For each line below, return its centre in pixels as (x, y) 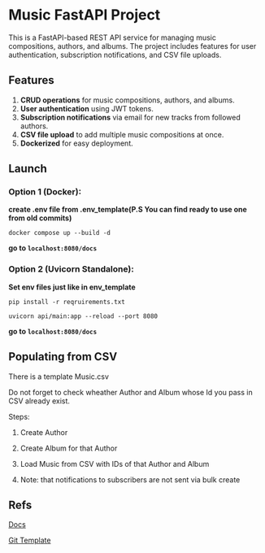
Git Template (30, 540)
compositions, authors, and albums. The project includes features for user (132, 46)
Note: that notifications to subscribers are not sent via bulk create (130, 479)
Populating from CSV (63, 357)
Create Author (44, 432)
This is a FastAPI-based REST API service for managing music (113, 37)
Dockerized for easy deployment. (77, 143)
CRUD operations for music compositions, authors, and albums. (127, 100)
